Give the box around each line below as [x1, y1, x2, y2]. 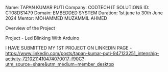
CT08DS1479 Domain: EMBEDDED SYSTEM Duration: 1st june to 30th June [5, 10, 163, 16]
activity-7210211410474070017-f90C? [5, 56, 84, 62]
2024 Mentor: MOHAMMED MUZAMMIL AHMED [5, 15, 107, 21]
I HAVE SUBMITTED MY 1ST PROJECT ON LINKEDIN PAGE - [5, 45, 132, 51]
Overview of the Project [5, 25, 55, 31]
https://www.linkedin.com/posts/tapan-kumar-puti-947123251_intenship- [5, 51, 159, 56]
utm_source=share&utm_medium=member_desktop [5, 61, 114, 67]
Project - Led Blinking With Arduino [5, 35, 80, 41]
